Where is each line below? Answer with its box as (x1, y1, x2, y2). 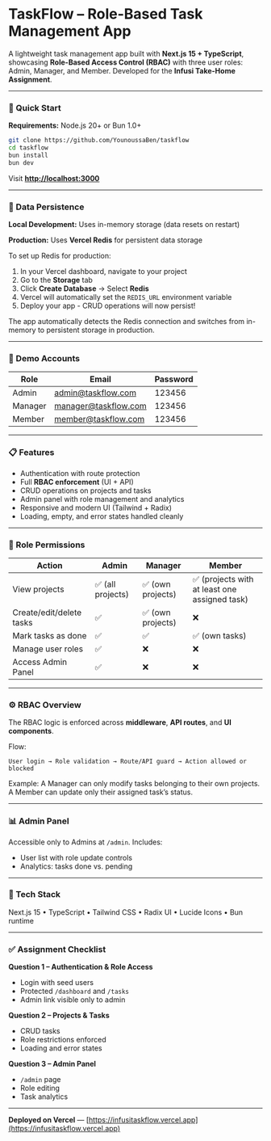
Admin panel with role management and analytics (19, 494, 185, 503)
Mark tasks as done (12, 629, 87, 641)
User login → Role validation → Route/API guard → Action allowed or (8, 757, 248, 766)
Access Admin (12, 656, 68, 667)
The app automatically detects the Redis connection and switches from (8, 317, 245, 326)
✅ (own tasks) (192, 629, 247, 641)
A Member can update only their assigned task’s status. (8, 787, 194, 797)
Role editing (19, 1084, 60, 1093)
